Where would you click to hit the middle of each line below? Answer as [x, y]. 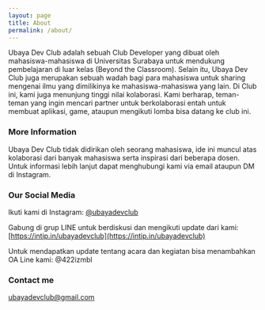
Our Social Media [42, 195]
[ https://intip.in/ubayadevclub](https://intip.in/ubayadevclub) [107, 236]
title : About [30, 23]
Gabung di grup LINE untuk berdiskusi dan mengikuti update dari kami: [123, 227]
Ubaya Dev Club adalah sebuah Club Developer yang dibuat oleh [114, 53]
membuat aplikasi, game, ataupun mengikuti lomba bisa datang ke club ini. [130, 112]
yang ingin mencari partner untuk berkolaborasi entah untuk [129, 103]
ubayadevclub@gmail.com [51, 297]
